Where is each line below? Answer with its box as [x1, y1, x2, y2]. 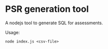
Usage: [5, 29, 20, 35]
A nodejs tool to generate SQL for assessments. [5, 20, 103, 26]
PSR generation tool [5, 3, 89, 15]
